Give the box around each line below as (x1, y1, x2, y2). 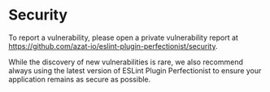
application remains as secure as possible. (8, 74, 151, 84)
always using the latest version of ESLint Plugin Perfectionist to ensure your (8, 65, 262, 75)
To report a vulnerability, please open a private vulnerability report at (8, 33, 238, 42)
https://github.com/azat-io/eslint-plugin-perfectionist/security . (8, 41, 218, 50)
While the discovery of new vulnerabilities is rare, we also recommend (8, 57, 244, 67)
